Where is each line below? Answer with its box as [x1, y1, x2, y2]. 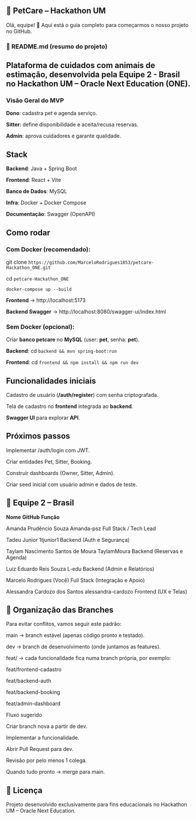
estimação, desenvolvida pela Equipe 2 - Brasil [6, 70, 180, 80]
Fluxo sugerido [6, 712, 42, 719]
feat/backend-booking [6, 689, 60, 696]
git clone [6, 258, 27, 265]
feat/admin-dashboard [6, 700, 61, 707]
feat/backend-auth [6, 678, 51, 685]
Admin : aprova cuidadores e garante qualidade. [6, 133, 122, 140]
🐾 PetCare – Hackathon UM [6, 6, 106, 16]
